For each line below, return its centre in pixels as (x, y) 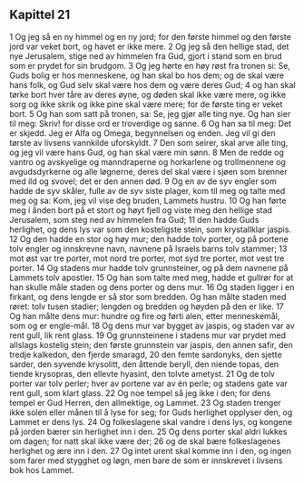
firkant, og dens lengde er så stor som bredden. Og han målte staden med (148, 296)
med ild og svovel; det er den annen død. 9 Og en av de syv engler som (143, 181)
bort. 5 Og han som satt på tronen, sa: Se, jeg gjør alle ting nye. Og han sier (150, 113)
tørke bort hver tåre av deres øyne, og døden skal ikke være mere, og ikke (148, 94)
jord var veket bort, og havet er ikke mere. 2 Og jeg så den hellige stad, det (149, 46)
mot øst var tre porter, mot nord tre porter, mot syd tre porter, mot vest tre (147, 258)
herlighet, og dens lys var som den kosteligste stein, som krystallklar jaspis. (151, 229)
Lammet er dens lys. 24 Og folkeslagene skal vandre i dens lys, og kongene (151, 421)
